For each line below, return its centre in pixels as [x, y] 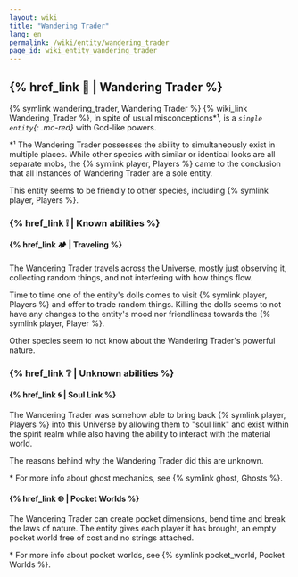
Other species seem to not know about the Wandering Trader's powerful [142, 341]
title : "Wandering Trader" [59, 26]
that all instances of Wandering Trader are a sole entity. [111, 173]
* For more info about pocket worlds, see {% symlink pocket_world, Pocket [147, 556]
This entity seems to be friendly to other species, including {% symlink [139, 190]
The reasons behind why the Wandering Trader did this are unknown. [137, 461]
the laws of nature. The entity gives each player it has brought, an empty [143, 529]
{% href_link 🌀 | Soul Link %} [63, 395]
